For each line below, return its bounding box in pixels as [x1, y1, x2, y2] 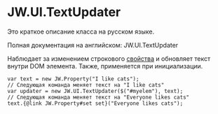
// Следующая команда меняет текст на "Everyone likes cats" [7, 94, 190, 101]
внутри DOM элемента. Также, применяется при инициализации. [7, 62, 203, 70]
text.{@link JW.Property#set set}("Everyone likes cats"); [7, 99, 184, 107]
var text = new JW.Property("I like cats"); [7, 75, 139, 83]
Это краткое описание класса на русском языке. [7, 27, 155, 36]
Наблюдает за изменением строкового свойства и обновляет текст [7, 54, 211, 63]
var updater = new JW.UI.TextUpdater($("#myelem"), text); [7, 87, 184, 94]
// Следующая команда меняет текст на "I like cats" [7, 81, 165, 88]
